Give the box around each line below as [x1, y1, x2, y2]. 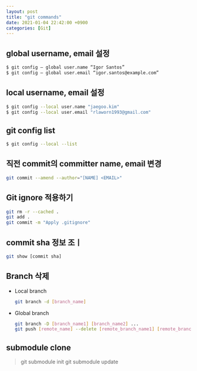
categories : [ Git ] [6, 25, 51, 31]
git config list [6, 125, 56, 136]
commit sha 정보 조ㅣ [6, 237, 82, 248]
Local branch [14, 287, 47, 294]
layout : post [6, 8, 38, 15]
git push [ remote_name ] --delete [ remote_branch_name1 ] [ [14, 326, 160, 332]
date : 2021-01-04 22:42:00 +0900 [6, 19, 88, 25]
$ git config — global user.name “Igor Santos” [6, 64, 125, 71]
